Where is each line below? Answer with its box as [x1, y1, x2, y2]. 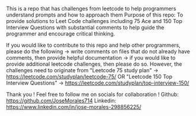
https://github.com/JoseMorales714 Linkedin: [6, 97, 117, 104]
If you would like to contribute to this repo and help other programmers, [6, 41, 181, 49]
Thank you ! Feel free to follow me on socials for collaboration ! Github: [6, 91, 179, 98]
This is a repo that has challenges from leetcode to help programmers [6, 5, 176, 12]
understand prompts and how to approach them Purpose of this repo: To [6, 11, 184, 18]
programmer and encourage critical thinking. [6, 30, 115, 37]
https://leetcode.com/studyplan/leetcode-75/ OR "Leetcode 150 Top [6, 73, 173, 80]
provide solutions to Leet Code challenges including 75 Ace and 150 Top [6, 18, 182, 24]
